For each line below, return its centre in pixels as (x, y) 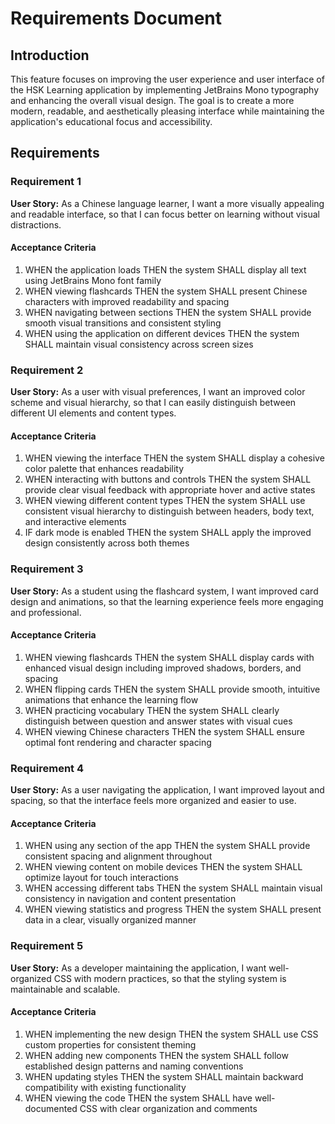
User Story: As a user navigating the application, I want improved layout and (167, 790)
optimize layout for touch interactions (101, 878)
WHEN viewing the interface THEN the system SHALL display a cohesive (174, 458)
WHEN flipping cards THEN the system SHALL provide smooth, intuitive (172, 689)
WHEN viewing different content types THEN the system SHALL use (165, 501)
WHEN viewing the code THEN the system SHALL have (138, 1098)
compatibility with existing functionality (105, 1087)
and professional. (46, 612)
